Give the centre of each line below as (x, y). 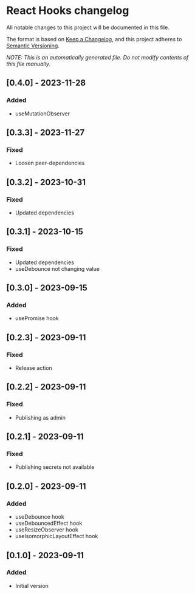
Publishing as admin (40, 417)
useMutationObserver (43, 114)
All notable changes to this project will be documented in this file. (88, 27)
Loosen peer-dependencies (50, 163)
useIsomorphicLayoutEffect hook (56, 536)
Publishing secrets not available (55, 467)
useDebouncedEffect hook (49, 524)
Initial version (32, 585)
